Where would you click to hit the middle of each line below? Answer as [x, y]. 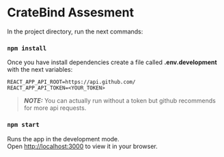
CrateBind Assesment [71, 13]
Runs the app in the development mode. [63, 139]
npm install [27, 48]
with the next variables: [40, 70]
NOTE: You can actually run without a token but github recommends [120, 101]
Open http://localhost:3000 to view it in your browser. [83, 146]
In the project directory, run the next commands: [75, 31]
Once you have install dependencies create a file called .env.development [112, 62]
